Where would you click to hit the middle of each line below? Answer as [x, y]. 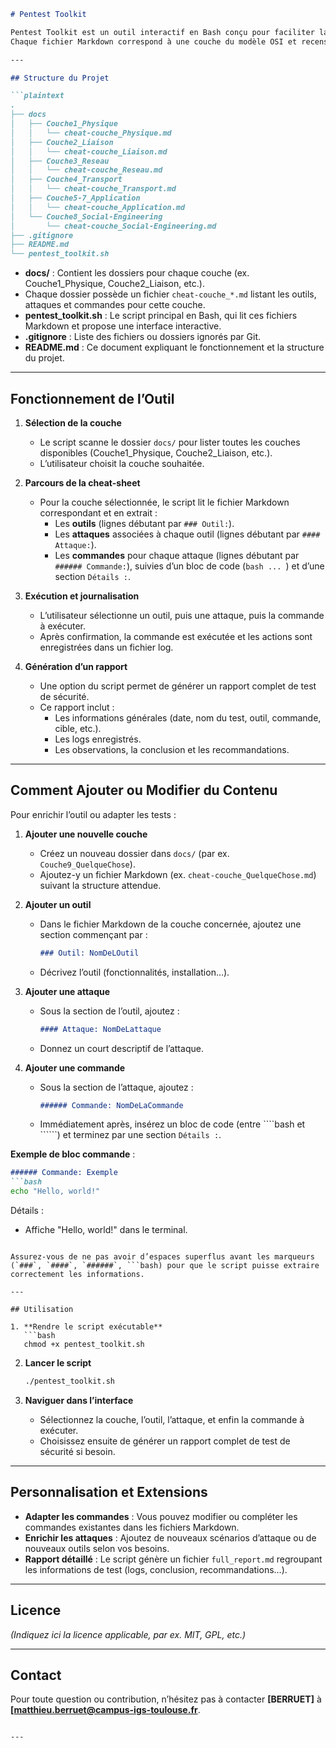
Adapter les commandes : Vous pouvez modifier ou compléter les [161, 1516]
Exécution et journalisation [82, 596]
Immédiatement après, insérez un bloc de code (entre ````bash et [172, 1124]
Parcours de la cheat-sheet [82, 482]
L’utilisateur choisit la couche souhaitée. [122, 463]
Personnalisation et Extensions [109, 1492]
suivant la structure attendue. [100, 885]
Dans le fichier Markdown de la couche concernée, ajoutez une [170, 924]
